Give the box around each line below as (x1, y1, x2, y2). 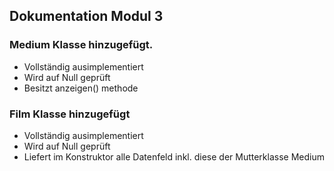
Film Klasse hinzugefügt (9, 107, 131, 121)
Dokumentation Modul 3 (9, 8, 164, 25)
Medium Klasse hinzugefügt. (9, 38, 154, 52)
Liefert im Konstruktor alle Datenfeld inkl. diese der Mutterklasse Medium (23, 150, 325, 163)
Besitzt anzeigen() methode (23, 82, 139, 94)
